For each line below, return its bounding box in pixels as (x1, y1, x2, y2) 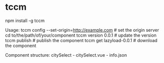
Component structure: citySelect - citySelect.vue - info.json (5, 52, 127, 58)
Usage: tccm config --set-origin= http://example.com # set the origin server (5, 27, 160, 33)
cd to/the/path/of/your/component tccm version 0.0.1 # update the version (5, 32, 157, 38)
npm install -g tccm (5, 18, 45, 23)
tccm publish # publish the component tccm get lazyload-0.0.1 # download (5, 37, 158, 43)
